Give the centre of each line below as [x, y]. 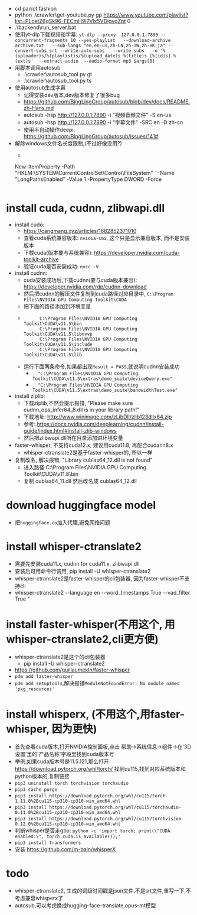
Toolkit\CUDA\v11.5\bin [53, 324]
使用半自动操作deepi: [49, 130]
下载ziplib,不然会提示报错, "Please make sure [78, 403]
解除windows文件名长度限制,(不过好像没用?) [68, 143]
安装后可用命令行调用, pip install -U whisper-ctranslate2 [83, 571]
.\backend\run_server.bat [45, 27]
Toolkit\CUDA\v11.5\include [58, 344]
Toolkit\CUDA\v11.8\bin [51, 474]
